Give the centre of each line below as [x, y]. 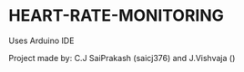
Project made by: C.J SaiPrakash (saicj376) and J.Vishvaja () [122, 58]
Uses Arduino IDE [41, 40]
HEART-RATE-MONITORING [116, 16]
